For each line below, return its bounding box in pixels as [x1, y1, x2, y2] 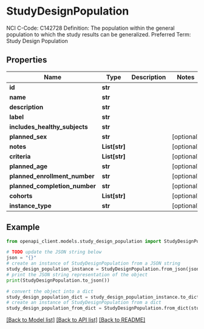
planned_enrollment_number [9, 172, 95, 180]
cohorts [9, 191, 33, 200]
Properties [6, 55, 47, 65]
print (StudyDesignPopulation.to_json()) [6, 277, 110, 283]
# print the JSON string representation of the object [6, 271, 148, 277]
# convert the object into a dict [6, 288, 94, 294]
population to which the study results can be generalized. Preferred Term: [6, 30, 191, 38]
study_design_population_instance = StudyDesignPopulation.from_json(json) [6, 266, 202, 273]
